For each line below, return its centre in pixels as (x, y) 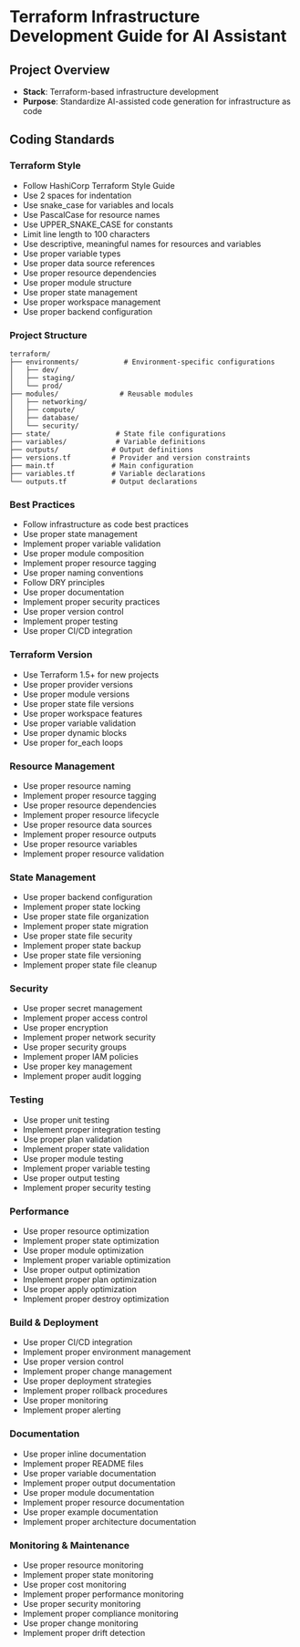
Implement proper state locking (82, 907)
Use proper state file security (78, 936)
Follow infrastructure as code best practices (105, 524)
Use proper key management (77, 1067)
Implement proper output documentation (99, 1483)
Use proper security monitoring (82, 1603)
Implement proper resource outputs (89, 834)
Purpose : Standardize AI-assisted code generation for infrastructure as (157, 101)
